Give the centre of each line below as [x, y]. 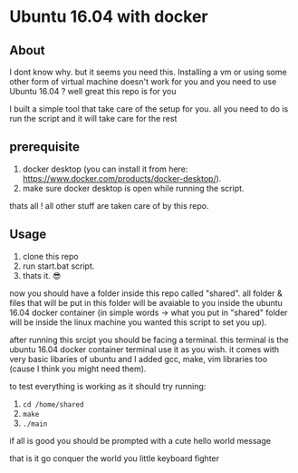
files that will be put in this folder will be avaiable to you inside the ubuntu [146, 302]
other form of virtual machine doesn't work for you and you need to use [143, 82]
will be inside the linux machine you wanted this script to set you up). [138, 322]
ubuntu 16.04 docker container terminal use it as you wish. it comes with [144, 349]
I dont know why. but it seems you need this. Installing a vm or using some [148, 72]
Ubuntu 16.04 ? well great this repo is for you [93, 91]
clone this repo [50, 256]
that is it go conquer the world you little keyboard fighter [115, 458]
